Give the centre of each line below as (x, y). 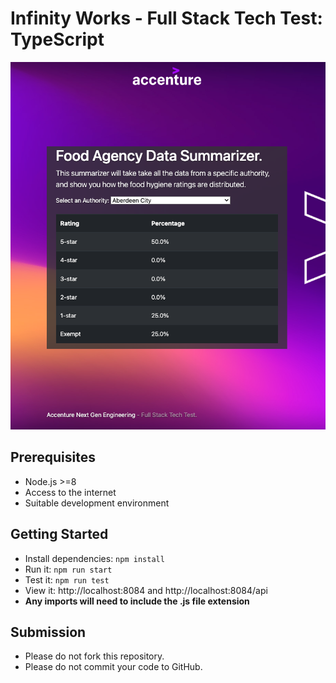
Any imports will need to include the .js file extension (137, 601)
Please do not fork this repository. (94, 656)
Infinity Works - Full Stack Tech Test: (166, 18)
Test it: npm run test (67, 579)
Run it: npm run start (68, 569)
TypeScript (57, 39)
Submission (48, 632)
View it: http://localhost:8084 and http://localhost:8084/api (146, 590)
